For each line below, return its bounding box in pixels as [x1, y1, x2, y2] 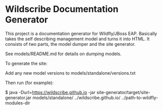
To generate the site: [5, 60, 48, 66]
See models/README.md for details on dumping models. [5, 51, 122, 57]
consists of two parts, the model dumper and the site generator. [5, 41, 136, 47]
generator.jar [5, 95, 32, 101]
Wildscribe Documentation [5, 3, 119, 15]
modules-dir [5, 100, 31, 106]
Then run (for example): [5, 80, 54, 86]
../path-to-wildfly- [121, 95, 158, 101]
